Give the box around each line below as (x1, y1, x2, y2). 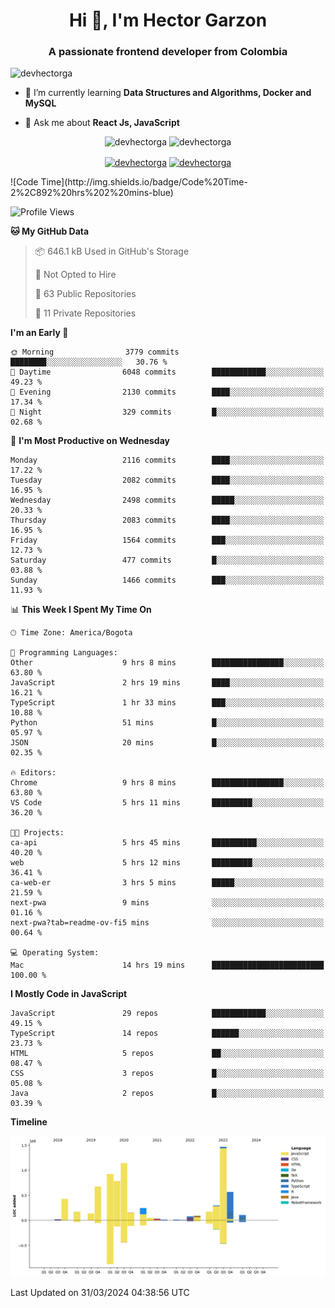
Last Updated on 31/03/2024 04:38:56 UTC (10, 1286, 190, 1298)
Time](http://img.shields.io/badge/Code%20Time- (40, 176, 248, 188)
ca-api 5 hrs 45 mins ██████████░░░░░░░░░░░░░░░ (10, 838, 325, 848)
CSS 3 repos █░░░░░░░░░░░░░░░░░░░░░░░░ (10, 1069, 325, 1079)
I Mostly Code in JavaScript (10, 988, 128, 1000)
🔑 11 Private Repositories (34, 307, 137, 319)
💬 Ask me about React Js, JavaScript (24, 117, 180, 129)
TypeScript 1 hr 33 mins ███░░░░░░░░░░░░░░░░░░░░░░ (10, 698, 325, 708)
